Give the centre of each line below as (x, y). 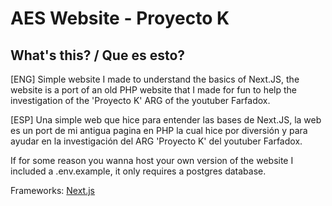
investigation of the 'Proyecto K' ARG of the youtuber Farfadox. (140, 100)
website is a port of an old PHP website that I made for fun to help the (154, 90)
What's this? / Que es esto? (98, 55)
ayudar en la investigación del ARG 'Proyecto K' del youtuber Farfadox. (156, 141)
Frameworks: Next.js (53, 190)
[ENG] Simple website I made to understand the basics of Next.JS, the (155, 79)
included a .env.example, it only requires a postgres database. (138, 171)
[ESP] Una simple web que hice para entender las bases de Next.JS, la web (166, 120)
